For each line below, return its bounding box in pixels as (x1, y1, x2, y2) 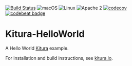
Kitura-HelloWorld (5, 28, 85, 40)
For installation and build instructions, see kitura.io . (5, 55, 113, 61)
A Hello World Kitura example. (5, 45, 69, 51)
